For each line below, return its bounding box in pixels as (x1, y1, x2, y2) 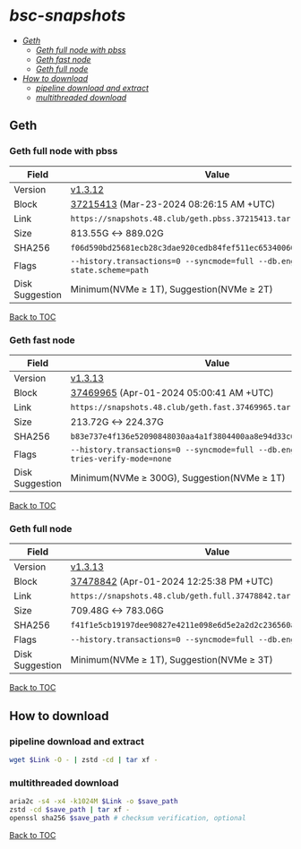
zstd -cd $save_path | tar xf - (9, 805, 130, 814)
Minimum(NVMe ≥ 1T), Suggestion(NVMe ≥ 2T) (70, 283, 273, 296)
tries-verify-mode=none (70, 453, 172, 464)
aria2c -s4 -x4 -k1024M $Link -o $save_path (9, 797, 178, 806)
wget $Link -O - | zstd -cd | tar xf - (9, 755, 159, 764)
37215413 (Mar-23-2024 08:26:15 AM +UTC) (70, 198, 276, 210)
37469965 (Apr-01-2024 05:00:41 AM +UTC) (70, 386, 274, 399)
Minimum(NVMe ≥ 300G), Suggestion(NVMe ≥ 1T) (70, 471, 286, 484)
